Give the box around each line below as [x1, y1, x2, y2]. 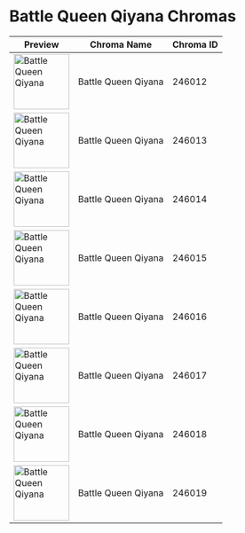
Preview [23, 38, 59, 51]
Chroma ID [171, 38, 218, 51]
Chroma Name [90, 38, 153, 51]
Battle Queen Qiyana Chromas [9, 6, 237, 27]
